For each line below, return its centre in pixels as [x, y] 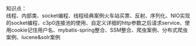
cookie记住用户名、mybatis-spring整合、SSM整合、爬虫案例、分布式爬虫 [99, 30]
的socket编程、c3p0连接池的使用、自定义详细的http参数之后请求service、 [96, 23]
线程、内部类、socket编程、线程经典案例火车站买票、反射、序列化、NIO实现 [98, 16]
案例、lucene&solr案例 [33, 37]
